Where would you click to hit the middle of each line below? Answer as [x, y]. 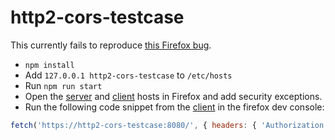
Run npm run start [63, 85]
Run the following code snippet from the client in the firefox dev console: [174, 107]
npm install [49, 65]
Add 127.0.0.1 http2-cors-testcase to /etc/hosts [128, 75]
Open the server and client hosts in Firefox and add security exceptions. [173, 96]
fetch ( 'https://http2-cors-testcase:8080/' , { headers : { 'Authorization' [169, 125]
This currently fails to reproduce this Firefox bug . [111, 45]
